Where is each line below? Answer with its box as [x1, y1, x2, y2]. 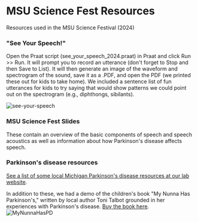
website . [6, 178, 28, 185]
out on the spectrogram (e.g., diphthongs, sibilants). [6, 91, 135, 98]
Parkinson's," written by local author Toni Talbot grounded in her [6, 196, 165, 203]
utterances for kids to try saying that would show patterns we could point [6, 84, 187, 92]
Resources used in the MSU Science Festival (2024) [6, 24, 135, 31]
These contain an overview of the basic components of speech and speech [6, 130, 193, 138]
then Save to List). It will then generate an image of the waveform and [6, 65, 178, 72]
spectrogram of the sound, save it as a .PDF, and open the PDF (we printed [6, 72, 191, 79]
